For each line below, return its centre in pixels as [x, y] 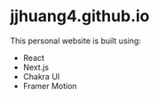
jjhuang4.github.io [80, 16]
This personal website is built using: [75, 41]
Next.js [36, 67]
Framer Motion [50, 86]
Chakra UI [41, 76]
